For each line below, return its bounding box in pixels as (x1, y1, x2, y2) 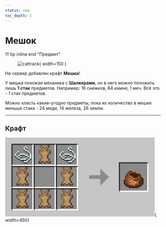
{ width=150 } (39, 61, 67, 67)
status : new (5, 8, 30, 13)
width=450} (5, 217, 30, 223)
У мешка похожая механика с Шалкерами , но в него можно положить (5, 80, 155, 86)
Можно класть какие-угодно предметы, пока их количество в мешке (5, 100, 152, 106)
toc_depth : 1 (5, 13, 32, 18)
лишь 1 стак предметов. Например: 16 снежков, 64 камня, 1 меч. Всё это (5, 85, 160, 91)
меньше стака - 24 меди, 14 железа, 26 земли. (5, 105, 105, 111)
